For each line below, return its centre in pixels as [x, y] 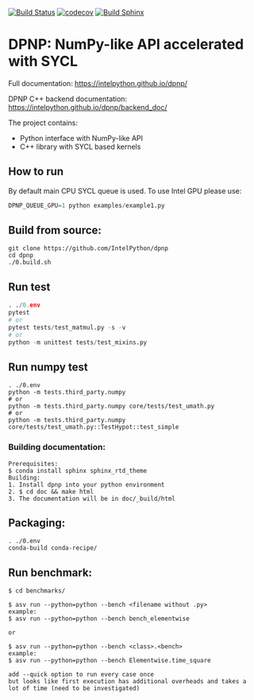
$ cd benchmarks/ [37, 591]
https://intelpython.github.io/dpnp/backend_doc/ [88, 107]
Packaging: [37, 523]
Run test [29, 287]
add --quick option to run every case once [81, 675]
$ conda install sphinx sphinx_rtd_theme [78, 471]
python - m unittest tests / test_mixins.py [78, 342]
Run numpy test [48, 367]
